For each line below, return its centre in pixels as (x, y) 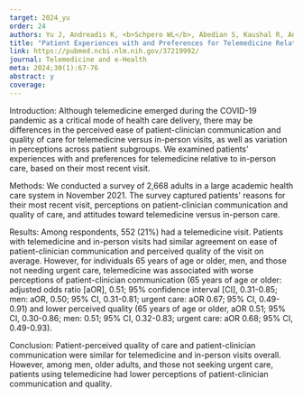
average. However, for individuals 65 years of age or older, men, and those (148, 260)
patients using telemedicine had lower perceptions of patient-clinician (139, 374)
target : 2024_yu (40, 18)
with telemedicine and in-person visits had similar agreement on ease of (143, 241)
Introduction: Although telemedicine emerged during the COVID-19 (133, 110)
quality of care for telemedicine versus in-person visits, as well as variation (148, 139)
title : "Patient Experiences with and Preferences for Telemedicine (141, 43)
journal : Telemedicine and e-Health (78, 60)
